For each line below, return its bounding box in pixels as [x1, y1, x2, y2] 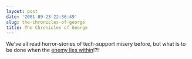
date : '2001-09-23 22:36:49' [6, 14, 78, 20]
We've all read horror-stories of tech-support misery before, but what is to [6, 40, 186, 47]
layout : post [6, 8, 38, 14]
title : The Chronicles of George [6, 24, 88, 31]
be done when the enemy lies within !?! [6, 47, 99, 54]
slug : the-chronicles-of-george [6, 19, 85, 25]
